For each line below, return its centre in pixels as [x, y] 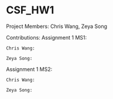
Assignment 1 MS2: [29, 69]
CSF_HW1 [30, 10]
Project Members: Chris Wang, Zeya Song [56, 26]
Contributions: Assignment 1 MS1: [47, 37]
